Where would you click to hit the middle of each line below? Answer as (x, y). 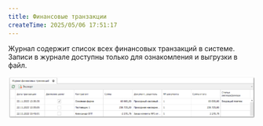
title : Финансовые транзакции (58, 17)
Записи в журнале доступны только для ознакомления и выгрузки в (123, 57)
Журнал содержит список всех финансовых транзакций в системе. (122, 48)
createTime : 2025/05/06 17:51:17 (63, 25)
